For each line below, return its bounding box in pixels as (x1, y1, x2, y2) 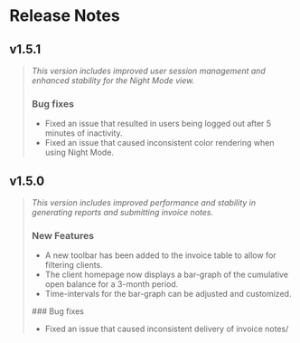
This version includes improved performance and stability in (31, 197, 256, 208)
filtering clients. (44, 260, 104, 271)
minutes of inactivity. (44, 128, 124, 138)
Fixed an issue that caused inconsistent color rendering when (44, 138, 275, 148)
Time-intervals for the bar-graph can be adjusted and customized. (44, 289, 292, 300)
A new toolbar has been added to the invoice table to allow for (44, 250, 277, 261)
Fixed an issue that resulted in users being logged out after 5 (44, 119, 272, 129)
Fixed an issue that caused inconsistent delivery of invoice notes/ (44, 323, 289, 335)
